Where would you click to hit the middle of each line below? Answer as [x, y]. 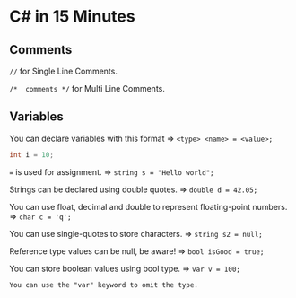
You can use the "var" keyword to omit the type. [104, 285]
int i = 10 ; [31, 154]
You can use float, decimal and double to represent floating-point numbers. [148, 206]
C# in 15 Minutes [73, 17]
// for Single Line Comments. [64, 71]
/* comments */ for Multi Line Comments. [87, 88]
